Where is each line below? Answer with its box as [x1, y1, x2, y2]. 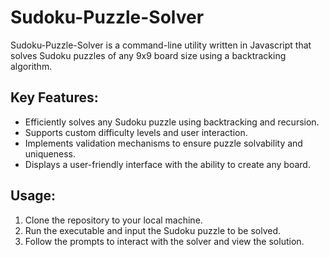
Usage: [10, 187, 57, 205]
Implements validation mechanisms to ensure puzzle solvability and [24, 137, 303, 149]
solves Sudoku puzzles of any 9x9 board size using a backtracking [10, 49, 287, 61]
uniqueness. [24, 147, 76, 160]
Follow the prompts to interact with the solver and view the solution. [24, 235, 305, 247]
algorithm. [10, 60, 53, 72]
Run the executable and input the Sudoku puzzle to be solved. [24, 224, 282, 236]
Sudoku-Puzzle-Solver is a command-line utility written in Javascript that [10, 39, 312, 51]
